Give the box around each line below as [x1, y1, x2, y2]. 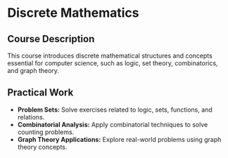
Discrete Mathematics [7, 5, 139, 21]
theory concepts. [17, 143, 68, 151]
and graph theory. [7, 67, 60, 74]
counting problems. [17, 128, 75, 136]
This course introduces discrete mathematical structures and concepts [7, 51, 213, 60]
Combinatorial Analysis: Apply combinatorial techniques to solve [17, 120, 208, 129]
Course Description [7, 33, 95, 45]
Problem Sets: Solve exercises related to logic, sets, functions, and [17, 105, 213, 114]
